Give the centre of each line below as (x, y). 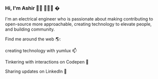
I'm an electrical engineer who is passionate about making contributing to (79, 19)
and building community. (30, 29)
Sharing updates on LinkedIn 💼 (36, 71)
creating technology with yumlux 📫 (41, 51)
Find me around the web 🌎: (33, 39)
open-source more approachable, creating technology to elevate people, (78, 24)
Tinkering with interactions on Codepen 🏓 (47, 62)
